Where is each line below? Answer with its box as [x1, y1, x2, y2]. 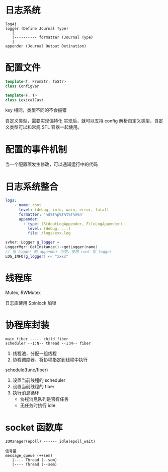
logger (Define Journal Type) [5, 26, 69, 31]
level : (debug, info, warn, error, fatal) [18, 207, 109, 212]
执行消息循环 [12, 389, 39, 396]
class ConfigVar [5, 84, 39, 89]
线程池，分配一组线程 [12, 350, 57, 356]
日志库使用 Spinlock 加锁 [5, 300, 57, 306]
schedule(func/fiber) [5, 367, 48, 373]
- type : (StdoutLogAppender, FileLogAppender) [23, 221, 123, 226]
